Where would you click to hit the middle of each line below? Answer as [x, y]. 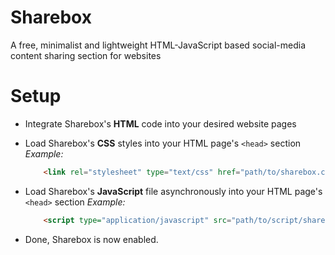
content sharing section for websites [86, 55]
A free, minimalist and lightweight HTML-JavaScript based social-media [158, 45]
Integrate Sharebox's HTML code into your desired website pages [160, 123]
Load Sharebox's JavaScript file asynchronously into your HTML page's [173, 191]
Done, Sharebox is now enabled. [91, 239]
